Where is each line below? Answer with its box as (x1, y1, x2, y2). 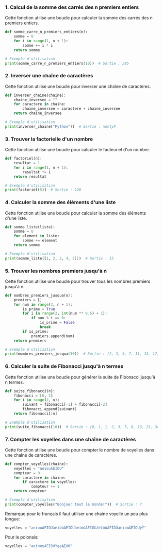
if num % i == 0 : (31, 315, 66, 321)
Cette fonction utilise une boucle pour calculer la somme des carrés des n (5, 15, 153, 21)
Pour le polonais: (5, 534, 39, 540)
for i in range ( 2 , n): (14, 397, 60, 402)
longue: (5, 516, 20, 521)
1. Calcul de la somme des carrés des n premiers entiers (5, 4, 139, 11)
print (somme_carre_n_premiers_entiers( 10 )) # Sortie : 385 (5, 61, 130, 66)
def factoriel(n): (5, 156, 42, 161)
